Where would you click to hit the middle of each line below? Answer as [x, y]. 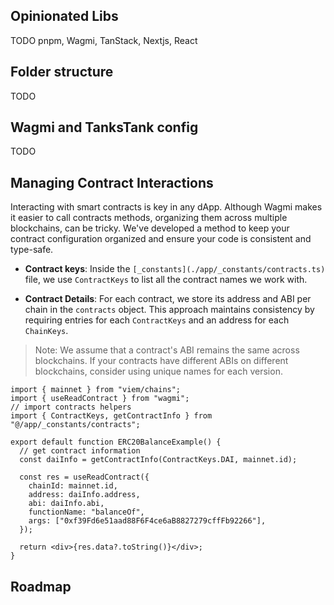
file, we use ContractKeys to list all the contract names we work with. [166, 280]
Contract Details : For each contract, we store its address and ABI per [168, 299]
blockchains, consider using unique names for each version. [158, 371]
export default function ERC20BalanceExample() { [116, 442]
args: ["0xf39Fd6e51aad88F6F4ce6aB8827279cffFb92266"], [147, 521]
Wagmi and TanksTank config [104, 127]
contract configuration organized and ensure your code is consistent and [161, 239]
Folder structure [62, 72]
